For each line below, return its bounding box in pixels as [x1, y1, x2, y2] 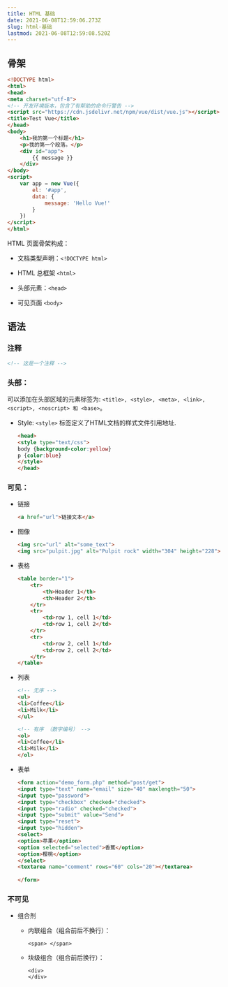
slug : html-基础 [7, 23, 52, 30]
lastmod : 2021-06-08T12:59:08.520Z [7, 29, 111, 37]
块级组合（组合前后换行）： [27, 953, 105, 962]
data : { [32, 193, 54, 200]
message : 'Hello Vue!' [44, 200, 111, 207]
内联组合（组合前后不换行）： [27, 926, 111, 935]
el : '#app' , [32, 187, 68, 193]
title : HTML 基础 [7, 10, 56, 17]
